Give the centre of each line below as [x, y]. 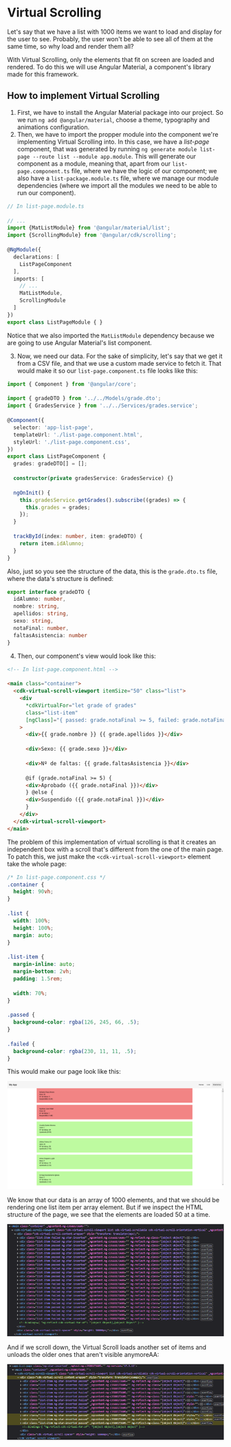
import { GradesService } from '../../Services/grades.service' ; [102, 406]
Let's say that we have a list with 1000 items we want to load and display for [114, 32]
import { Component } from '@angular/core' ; [72, 384]
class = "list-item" [52, 713]
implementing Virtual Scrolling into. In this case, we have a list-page [113, 142]
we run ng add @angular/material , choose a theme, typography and [113, 120]
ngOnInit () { [32, 493]
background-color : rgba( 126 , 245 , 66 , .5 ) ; [77, 1022]
